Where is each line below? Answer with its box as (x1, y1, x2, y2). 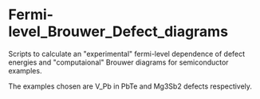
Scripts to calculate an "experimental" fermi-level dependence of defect (8, 49, 246, 58)
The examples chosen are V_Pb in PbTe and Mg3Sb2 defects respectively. (8, 81, 253, 91)
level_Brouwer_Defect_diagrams (8, 22, 229, 41)
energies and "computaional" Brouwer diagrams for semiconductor (8, 57, 229, 67)
